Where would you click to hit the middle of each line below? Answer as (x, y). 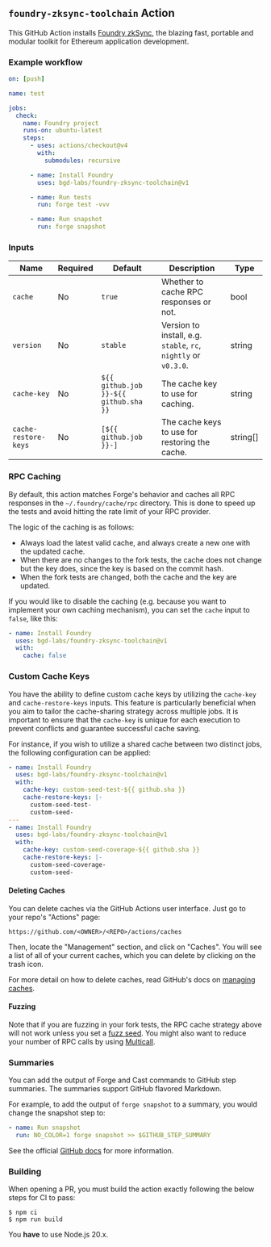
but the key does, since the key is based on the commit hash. (122, 568)
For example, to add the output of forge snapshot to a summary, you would (133, 1104)
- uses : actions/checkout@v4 (79, 146)
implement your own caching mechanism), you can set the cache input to (129, 609)
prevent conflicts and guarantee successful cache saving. (104, 728)
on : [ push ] (27, 79)
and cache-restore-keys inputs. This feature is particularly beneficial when (132, 702)
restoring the (186, 442)
